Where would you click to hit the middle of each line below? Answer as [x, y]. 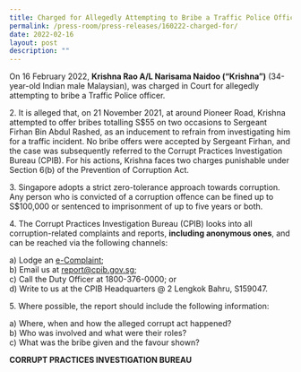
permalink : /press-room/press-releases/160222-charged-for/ [124, 26]
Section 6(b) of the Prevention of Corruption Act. [99, 170]
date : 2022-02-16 [42, 34]
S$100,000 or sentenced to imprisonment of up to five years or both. [136, 206]
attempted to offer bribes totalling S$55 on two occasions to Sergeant [138, 123]
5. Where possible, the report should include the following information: [139, 307]
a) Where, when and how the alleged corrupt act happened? [120, 324]
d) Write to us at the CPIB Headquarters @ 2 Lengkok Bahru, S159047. [139, 289]
